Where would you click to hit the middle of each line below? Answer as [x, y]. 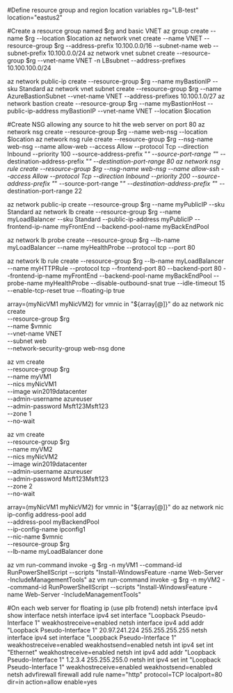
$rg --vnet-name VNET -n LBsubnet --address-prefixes [105, 61]
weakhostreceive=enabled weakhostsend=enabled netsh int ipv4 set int [111, 645]
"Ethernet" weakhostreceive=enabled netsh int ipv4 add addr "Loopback [112, 652]
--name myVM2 [30, 449]
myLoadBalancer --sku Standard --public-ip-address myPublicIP [100, 219]
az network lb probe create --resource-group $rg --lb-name [94, 240]
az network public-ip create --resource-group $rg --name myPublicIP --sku [116, 204]
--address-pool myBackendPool [53, 522]
